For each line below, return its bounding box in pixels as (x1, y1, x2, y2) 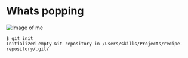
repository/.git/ (6, 46, 50, 52)
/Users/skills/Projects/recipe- (102, 41, 183, 47)
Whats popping (6, 4, 84, 18)
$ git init (6, 35, 33, 41)
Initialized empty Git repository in (6, 41, 100, 47)
